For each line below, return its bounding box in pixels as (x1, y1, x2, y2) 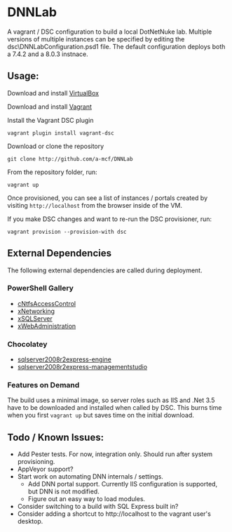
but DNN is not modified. (27, 487, 100, 496)
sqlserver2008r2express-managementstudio (17, 363, 148, 371)
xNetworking (17, 307, 55, 315)
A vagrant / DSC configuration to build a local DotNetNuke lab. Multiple (7, 27, 212, 36)
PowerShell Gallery (7, 284, 74, 293)
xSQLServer (17, 314, 53, 323)
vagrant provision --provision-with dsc (7, 228, 128, 235)
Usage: (7, 70, 40, 82)
